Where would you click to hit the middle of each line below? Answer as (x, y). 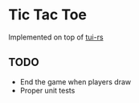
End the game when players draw (76, 81)
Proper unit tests (47, 90)
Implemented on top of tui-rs (56, 37)
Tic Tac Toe (47, 15)
